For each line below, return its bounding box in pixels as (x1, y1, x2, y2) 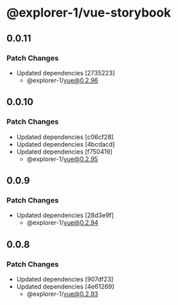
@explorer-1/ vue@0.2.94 (26, 219, 99, 227)
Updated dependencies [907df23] (16, 275, 114, 283)
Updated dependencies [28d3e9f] (16, 211, 115, 219)
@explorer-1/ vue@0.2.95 (26, 154, 98, 163)
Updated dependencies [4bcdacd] (16, 140, 115, 148)
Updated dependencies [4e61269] (16, 282, 115, 290)
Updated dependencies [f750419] (16, 147, 113, 156)
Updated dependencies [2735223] (16, 68, 115, 77)
